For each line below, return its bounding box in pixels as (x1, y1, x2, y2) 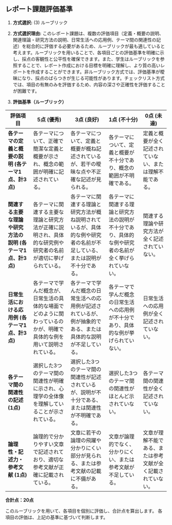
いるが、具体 (70, 224, 101, 231)
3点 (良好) (75, 116, 99, 123)
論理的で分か (33, 433, 64, 440)
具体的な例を (33, 333, 64, 340)
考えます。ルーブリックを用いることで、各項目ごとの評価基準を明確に (12, 49, 160, 55)
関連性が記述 (70, 373, 101, 380)
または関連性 (70, 404, 101, 411)
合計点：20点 (5, 497, 34, 503)
